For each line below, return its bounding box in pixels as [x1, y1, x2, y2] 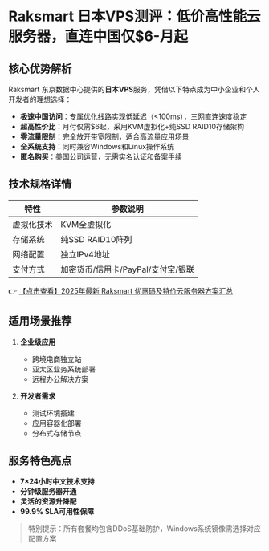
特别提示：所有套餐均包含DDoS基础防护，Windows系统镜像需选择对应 [27, 524, 261, 533]
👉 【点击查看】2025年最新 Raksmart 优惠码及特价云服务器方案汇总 [8, 286, 234, 295]
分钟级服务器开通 [19, 487, 77, 496]
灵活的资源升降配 [19, 496, 77, 506]
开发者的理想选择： [8, 95, 72, 104]
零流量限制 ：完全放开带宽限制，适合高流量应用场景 [19, 132, 190, 141]
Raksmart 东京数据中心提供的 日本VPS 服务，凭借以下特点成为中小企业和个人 [8, 85, 260, 94]
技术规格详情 [8, 177, 72, 191]
